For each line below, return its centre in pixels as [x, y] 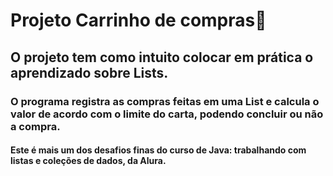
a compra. [35, 126]
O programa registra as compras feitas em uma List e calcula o [165, 101]
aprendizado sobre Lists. [89, 72]
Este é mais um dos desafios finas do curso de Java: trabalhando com [158, 150]
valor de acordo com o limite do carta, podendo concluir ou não [167, 114]
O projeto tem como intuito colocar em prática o [162, 57]
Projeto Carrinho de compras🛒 [138, 20]
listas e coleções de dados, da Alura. [88, 161]
